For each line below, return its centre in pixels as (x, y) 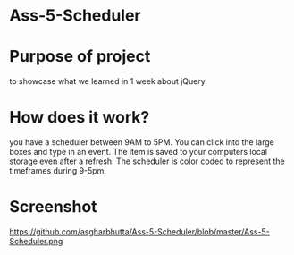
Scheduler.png (36, 241)
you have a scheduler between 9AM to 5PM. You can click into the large (142, 142)
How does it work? (80, 118)
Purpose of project (80, 57)
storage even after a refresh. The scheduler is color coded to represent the (147, 161)
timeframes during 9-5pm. (58, 171)
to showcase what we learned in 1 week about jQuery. (108, 81)
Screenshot (53, 207)
